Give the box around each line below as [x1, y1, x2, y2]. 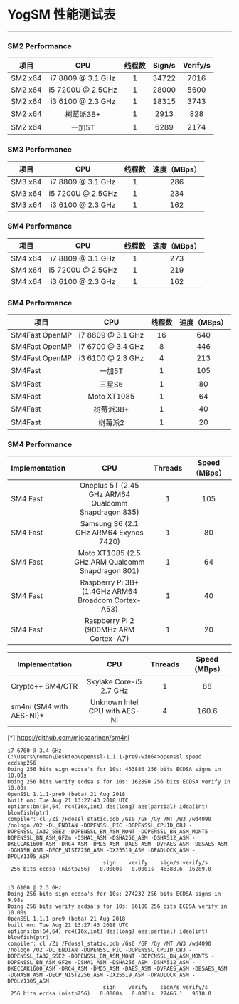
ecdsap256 [7, 760, 37, 767]
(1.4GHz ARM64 [81, 587, 137, 597]
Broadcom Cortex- [78, 595, 142, 605]
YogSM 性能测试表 [7, 6, 116, 23]
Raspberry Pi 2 [84, 616, 135, 626]
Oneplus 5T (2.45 [79, 481, 140, 491]
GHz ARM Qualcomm [74, 557, 145, 567]
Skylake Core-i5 [86, 677, 142, 687]
